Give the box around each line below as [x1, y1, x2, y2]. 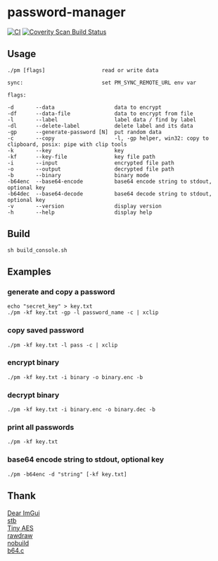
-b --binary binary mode [7, 171, 150, 179]
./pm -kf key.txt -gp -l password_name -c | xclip [7, 309, 159, 316]
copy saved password [7, 325, 84, 335]
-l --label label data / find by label [7, 116, 197, 123]
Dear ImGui [7, 509, 40, 517]
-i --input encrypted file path [7, 159, 174, 167]
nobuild [7, 538, 30, 547]
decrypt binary [7, 390, 60, 399]
